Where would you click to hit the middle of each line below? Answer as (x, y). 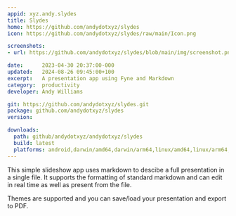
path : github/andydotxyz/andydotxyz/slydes (78, 136)
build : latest (34, 143)
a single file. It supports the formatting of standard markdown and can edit (115, 177)
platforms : (29, 150)
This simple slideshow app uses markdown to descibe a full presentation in (116, 170)
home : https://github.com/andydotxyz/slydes (73, 27)
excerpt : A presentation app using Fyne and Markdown (91, 78)
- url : (17, 53)
